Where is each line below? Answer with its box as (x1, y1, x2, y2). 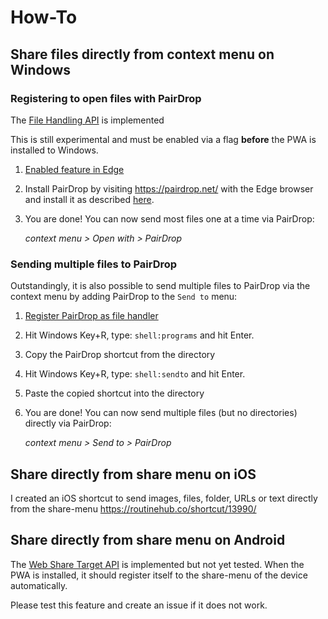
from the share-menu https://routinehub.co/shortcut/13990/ (10, 502, 257, 515)
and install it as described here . (24, 193, 155, 205)
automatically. (10, 579, 68, 591)
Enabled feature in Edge (24, 163, 125, 175)
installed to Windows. (10, 144, 99, 156)
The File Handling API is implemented (10, 114, 165, 126)
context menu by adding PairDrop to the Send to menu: (10, 291, 238, 303)
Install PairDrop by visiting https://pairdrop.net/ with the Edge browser (24, 182, 314, 195)
